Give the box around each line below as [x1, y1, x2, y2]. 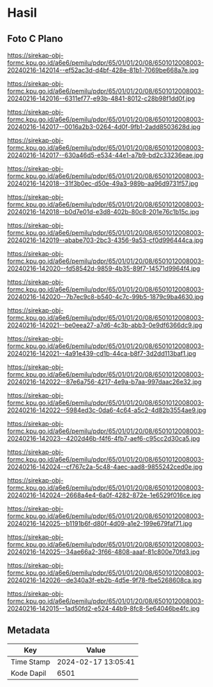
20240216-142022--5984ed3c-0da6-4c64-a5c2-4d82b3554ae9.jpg [7, 406, 207, 414]
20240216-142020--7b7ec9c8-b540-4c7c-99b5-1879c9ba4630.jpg [7, 293, 204, 301]
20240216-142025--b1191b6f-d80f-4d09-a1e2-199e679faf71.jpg [7, 520, 193, 527]
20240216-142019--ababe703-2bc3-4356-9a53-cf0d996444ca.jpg [7, 236, 204, 244]
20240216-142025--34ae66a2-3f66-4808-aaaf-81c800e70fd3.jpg [7, 548, 200, 556]
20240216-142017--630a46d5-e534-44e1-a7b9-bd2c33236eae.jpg [7, 151, 204, 159]
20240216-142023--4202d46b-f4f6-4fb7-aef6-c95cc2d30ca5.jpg [7, 435, 200, 442]
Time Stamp [10, 657, 51, 667]
